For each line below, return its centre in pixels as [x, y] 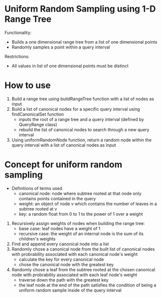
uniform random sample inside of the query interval [70, 290]
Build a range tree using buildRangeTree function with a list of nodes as [83, 99]
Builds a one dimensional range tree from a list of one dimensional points [84, 42]
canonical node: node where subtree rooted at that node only [80, 193]
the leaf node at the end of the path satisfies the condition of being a [87, 285]
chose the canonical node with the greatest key [66, 264]
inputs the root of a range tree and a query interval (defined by [81, 119]
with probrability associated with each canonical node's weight [74, 254]
